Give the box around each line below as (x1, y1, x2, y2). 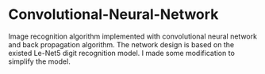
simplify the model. (8, 57, 71, 66)
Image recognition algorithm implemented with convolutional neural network (8, 31, 258, 41)
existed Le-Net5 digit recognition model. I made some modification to (8, 48, 236, 57)
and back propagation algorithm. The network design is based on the (8, 39, 235, 49)
